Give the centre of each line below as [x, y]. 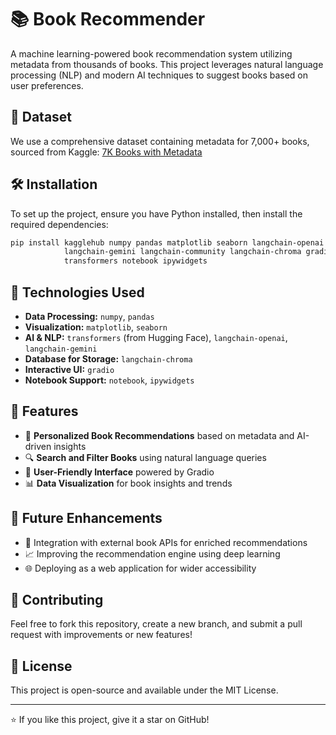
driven [38, 446]
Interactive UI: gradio [69, 369]
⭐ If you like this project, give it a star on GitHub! [110, 720]
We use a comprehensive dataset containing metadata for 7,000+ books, [160, 141]
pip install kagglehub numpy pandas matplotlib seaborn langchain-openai [167, 242]
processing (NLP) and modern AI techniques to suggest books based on [159, 75]
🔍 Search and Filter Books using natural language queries [145, 457]
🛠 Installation [54, 184]
